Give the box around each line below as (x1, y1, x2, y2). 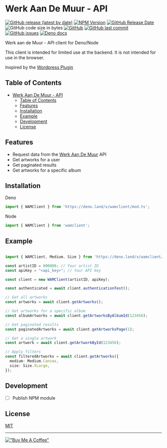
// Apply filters (5, 349, 41, 354)
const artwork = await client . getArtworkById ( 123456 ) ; (5, 340, 121, 345)
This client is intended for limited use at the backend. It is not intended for (5, 49, 156, 55)
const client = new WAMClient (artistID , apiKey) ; (5, 277, 110, 282)
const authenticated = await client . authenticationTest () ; (5, 286, 130, 291)
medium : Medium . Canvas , (9, 359, 59, 364)
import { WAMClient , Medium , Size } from (5, 254, 92, 259)
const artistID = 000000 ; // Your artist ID (5, 263, 99, 268)
